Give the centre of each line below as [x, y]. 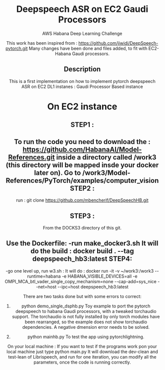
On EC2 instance [82, 107]
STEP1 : [82, 125]
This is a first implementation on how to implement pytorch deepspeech [82, 81]
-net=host [46, 287]
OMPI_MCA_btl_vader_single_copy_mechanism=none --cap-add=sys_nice [81, 281]
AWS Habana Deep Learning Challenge [82, 33]
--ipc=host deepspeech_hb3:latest [93, 287]
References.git [31, 157]
